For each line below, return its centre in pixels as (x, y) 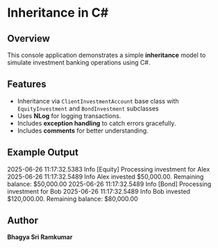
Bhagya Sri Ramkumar (40, 237)
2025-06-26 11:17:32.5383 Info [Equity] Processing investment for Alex (109, 169)
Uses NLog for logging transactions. (69, 115)
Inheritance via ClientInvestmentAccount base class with (98, 101)
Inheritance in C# (58, 13)
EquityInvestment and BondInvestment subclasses (88, 108)
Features (27, 84)
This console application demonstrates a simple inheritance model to (107, 55)
